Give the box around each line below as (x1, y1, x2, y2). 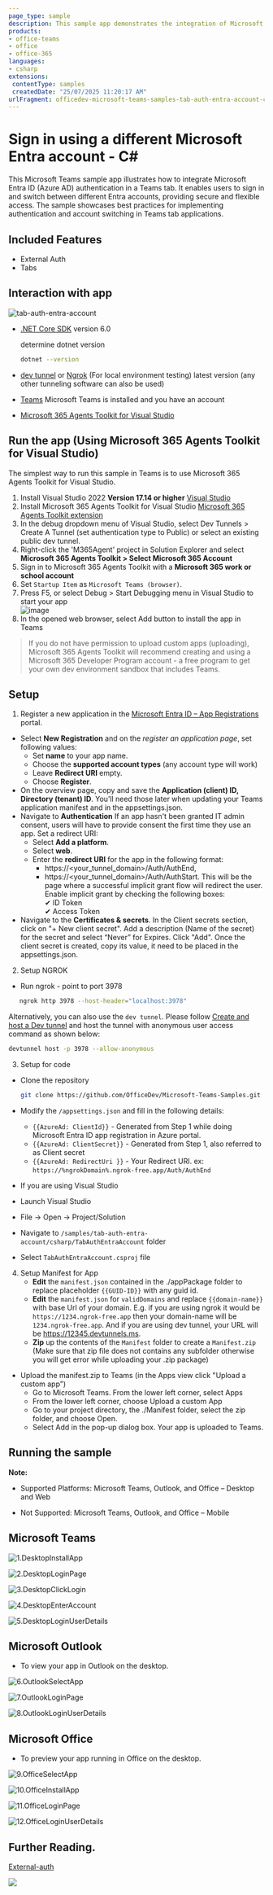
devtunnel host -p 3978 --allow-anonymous (8, 1045, 154, 1053)
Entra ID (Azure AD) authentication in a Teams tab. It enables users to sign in (8, 183, 265, 193)
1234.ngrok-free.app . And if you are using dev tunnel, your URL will (32, 1319, 258, 1329)
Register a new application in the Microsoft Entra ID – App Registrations (19, 709, 259, 719)
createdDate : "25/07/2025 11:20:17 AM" (11, 87, 148, 96)
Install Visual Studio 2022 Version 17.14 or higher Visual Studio (19, 492, 232, 502)
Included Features (8, 233, 102, 247)
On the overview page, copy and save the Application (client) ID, (19, 786, 239, 795)
